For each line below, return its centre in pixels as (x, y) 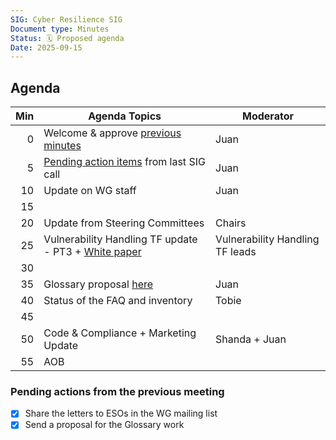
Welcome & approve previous (112, 133)
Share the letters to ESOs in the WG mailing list (121, 413)
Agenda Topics (125, 116)
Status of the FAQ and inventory (118, 301)
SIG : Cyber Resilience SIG (66, 19)
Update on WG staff (90, 191)
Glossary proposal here (98, 284)
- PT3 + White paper (92, 252)
